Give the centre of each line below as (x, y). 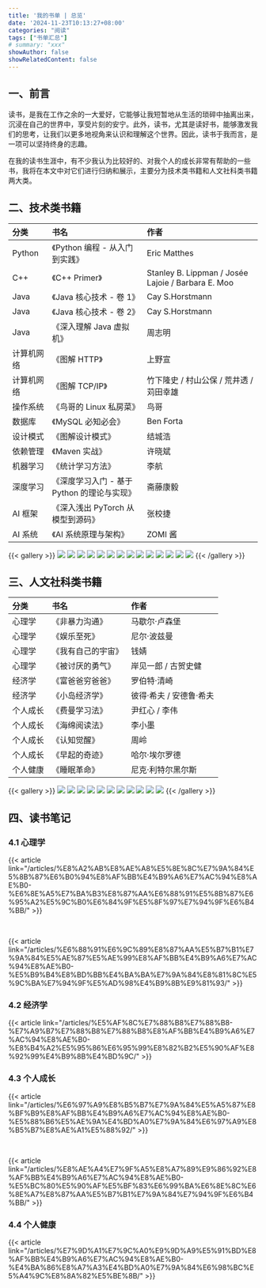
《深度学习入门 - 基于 (92, 481)
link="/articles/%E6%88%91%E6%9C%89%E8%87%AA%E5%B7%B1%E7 (131, 949)
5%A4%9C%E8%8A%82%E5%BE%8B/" (76, 1275)
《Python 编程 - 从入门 (93, 248)
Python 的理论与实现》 (94, 493)
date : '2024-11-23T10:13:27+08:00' (67, 23)
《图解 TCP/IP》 (80, 386)
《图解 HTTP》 (77, 359)
